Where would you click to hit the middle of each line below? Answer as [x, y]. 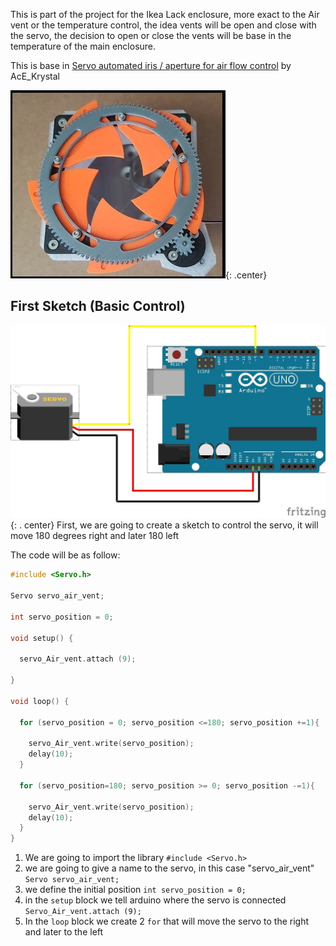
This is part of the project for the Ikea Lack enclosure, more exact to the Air [165, 14]
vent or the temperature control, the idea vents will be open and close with [163, 25]
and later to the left [64, 932]
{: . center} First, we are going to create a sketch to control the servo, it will [164, 525]
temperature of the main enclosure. [83, 46]
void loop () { [40, 701]
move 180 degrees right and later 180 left [95, 536]
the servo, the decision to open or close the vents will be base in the [151, 35]
